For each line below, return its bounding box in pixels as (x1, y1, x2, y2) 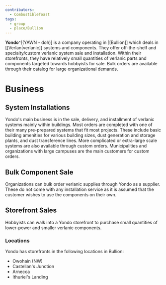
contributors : (5, 7, 35, 12)
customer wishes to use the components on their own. (5, 191, 117, 197)
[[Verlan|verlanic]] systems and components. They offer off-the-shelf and (5, 45, 157, 51)
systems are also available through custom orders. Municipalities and (5, 143, 147, 149)
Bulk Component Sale (5, 168, 74, 176)
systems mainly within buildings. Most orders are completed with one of (5, 122, 153, 128)
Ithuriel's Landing (12, 274, 48, 280)
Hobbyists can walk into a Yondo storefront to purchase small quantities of (5, 219, 158, 225)
